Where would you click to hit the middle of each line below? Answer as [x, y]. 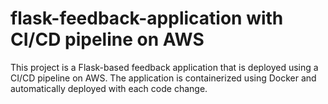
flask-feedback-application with [147, 18]
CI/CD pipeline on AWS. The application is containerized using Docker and [163, 78]
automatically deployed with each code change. [109, 88]
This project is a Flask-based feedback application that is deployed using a [164, 67]
